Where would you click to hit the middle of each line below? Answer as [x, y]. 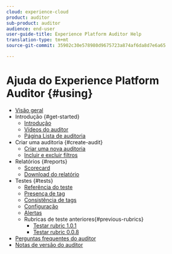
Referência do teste [48, 187]
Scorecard [37, 168]
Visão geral [29, 110]
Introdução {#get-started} [47, 116]
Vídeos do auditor [46, 129]
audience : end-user [31, 29]
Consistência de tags [50, 200]
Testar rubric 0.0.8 [56, 232]
